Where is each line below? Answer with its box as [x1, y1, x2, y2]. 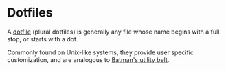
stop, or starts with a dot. [7, 34, 78, 43]
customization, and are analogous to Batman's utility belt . [7, 55, 170, 63]
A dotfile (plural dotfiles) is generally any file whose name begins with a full [7, 28, 220, 36]
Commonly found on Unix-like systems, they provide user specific [7, 48, 194, 57]
